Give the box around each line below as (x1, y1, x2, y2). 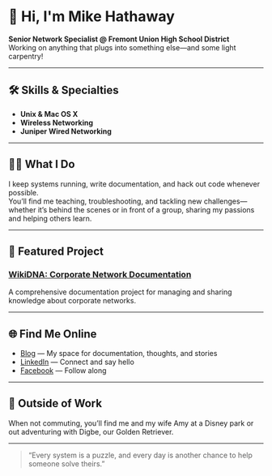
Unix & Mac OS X (19, 109, 79, 118)
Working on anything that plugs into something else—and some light (8, 42, 236, 52)
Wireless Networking (19, 118, 94, 127)
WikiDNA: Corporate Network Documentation (8, 268, 192, 280)
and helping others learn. (8, 213, 92, 223)
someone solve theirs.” (28, 458, 105, 469)
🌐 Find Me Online (8, 327, 97, 341)
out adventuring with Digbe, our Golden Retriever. (8, 427, 174, 436)
